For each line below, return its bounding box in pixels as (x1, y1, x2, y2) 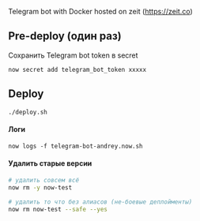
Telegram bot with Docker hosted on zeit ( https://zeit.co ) (8, 7, 193, 16)
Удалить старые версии (8, 159, 92, 168)
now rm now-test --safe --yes (8, 205, 108, 213)
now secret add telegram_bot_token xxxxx (8, 66, 147, 73)
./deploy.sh (8, 108, 47, 116)
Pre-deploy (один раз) (8, 29, 122, 43)
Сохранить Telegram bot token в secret (8, 51, 138, 60)
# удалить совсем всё (8, 177, 80, 185)
